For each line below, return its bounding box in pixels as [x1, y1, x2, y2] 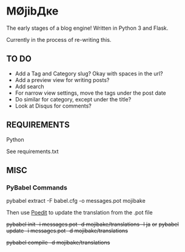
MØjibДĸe [6, 4, 59, 18]
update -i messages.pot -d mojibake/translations [6, 227, 129, 234]
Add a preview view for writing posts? [15, 76, 110, 83]
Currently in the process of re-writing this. [6, 36, 112, 43]
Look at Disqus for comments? [15, 102, 92, 109]
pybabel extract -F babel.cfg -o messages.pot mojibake [6, 197, 146, 205]
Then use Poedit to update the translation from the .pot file [6, 209, 153, 216]
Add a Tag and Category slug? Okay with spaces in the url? [15, 70, 163, 77]
